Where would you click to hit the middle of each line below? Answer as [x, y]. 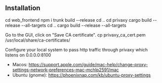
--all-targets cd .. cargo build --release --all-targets [74, 25]
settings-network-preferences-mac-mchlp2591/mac [65, 70]
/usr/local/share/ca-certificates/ [38, 40]
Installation [23, 8]
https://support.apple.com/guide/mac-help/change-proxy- [88, 64]
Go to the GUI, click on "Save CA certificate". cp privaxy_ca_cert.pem [75, 35]
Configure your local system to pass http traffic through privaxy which [77, 49]
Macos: [20, 64]
